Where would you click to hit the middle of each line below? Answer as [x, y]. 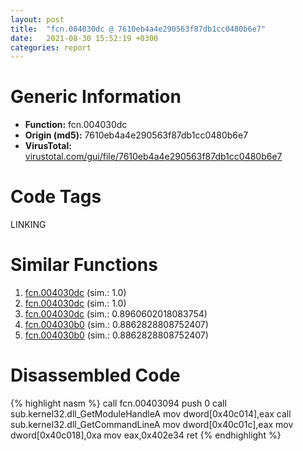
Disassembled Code [95, 375]
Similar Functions [84, 265]
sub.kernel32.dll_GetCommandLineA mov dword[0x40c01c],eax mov [152, 424]
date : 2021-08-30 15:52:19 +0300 [84, 38]
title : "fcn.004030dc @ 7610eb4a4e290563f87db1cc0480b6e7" [138, 29]
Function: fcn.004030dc [76, 125]
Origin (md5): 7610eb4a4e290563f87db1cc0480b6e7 [136, 135]
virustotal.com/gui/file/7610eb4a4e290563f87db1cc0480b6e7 [153, 157]
